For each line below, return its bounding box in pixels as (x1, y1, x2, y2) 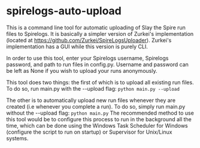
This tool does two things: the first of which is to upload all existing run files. (6, 79, 194, 86)
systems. (6, 134, 29, 141)
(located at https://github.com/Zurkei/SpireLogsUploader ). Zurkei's (6, 36, 172, 44)
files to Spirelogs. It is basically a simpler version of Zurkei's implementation (6, 30, 194, 37)
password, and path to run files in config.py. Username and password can (6, 61, 189, 68)
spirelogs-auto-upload (6, 4, 122, 18)
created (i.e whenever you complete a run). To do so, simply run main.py (6, 103, 186, 110)
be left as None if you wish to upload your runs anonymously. (6, 67, 157, 74)
